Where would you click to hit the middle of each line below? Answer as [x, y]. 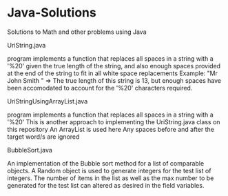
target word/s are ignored [43, 137]
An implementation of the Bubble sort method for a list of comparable [106, 163]
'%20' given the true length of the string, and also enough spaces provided [114, 66]
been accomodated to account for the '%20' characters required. [100, 88]
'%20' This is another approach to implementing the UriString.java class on [114, 121]
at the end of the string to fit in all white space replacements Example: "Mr [113, 73]
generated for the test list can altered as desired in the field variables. [106, 185]
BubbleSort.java [30, 150]
